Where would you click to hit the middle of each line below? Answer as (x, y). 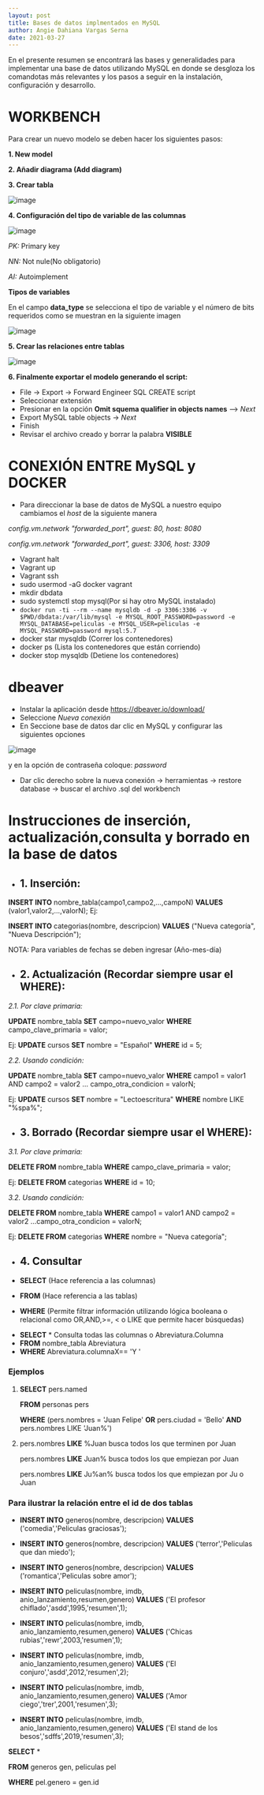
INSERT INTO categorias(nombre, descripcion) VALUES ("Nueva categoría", (132, 926)
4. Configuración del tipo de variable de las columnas (97, 216)
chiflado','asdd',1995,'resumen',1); (73, 1608)
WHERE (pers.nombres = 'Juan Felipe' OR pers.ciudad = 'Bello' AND (130, 1420)
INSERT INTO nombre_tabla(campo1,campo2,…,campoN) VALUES (115, 902)
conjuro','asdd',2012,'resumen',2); (74, 1673)
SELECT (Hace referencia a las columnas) (87, 1280)
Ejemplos (26, 1372)
